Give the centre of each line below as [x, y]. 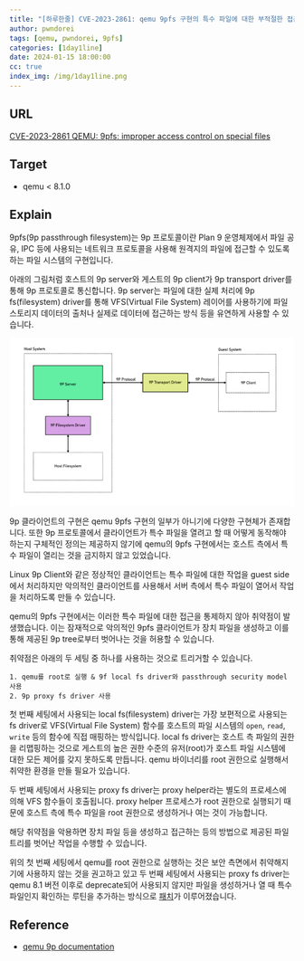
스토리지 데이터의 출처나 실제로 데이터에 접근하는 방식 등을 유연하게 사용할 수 [145, 313]
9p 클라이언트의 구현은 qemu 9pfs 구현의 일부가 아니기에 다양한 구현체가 [138, 521]
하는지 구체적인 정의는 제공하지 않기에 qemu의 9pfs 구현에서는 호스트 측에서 [144, 544]
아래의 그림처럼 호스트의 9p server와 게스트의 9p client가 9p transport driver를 [151, 280]
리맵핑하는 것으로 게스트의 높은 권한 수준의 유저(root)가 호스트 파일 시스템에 [152, 747]
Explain [31, 214]
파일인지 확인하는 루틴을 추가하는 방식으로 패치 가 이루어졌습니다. [123, 896]
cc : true [26, 67]
